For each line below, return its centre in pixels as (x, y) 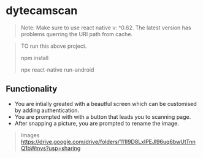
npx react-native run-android (57, 70)
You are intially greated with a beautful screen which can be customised (105, 103)
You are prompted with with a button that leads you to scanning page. (103, 116)
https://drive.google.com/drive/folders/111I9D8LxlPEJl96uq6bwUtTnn (108, 141)
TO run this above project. (54, 46)
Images (30, 135)
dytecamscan (42, 11)
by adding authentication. (47, 110)
